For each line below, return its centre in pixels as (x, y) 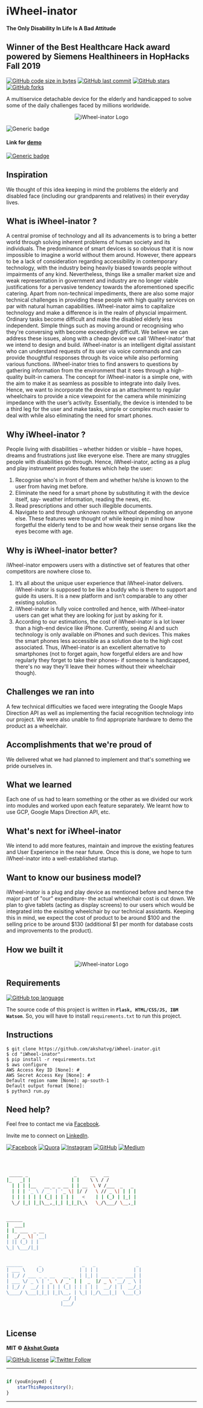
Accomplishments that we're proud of (79, 745)
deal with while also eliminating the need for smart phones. (79, 416)
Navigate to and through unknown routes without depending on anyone (104, 512)
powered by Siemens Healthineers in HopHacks (98, 57)
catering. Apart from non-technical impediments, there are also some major (100, 294)
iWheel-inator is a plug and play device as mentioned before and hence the (100, 892)
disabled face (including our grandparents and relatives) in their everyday (98, 196)
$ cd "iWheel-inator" (34, 1054)
